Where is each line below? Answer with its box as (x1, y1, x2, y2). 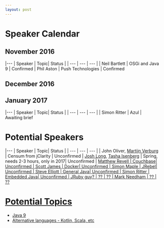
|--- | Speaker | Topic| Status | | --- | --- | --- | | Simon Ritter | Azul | (5, 109, 142, 115)
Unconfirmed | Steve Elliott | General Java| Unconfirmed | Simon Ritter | (5, 168, 150, 174)
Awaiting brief (5, 114, 33, 120)
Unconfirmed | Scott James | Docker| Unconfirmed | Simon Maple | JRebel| (5, 163, 158, 169)
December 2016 (5, 80, 55, 88)
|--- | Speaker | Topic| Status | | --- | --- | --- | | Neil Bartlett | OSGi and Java (5, 61, 159, 66)
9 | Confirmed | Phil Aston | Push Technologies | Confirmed (5, 65, 125, 71)
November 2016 (5, 47, 55, 56)
